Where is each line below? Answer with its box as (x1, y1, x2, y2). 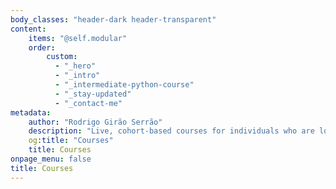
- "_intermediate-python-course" (54, 80, 195, 90)
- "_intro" (54, 71, 101, 81)
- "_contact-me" (54, 98, 123, 108)
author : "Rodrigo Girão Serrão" (28, 117, 163, 127)
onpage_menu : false (10, 154, 92, 164)
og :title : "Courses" (28, 136, 114, 146)
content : (10, 24, 47, 34)
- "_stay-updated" (54, 89, 132, 99)
